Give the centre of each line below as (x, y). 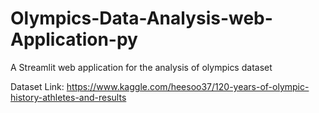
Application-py (74, 39)
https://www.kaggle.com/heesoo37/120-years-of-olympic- (188, 86)
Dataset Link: (37, 86)
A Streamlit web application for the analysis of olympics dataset (141, 67)
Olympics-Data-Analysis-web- (141, 18)
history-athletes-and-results (68, 97)
